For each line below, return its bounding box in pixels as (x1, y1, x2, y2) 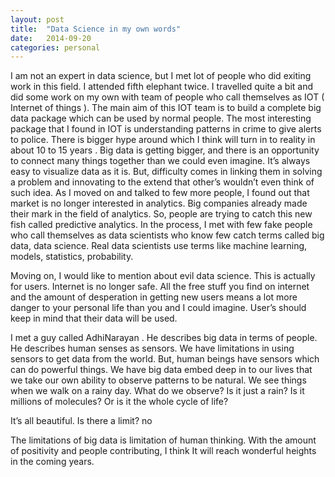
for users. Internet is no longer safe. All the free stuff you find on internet (10, 281, 310, 293)
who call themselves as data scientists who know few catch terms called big (10, 229, 325, 241)
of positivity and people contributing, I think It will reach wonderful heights (10, 445, 317, 457)
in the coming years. (10, 456, 95, 468)
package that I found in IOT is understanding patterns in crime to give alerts (10, 123, 322, 135)
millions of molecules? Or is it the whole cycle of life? (10, 396, 229, 408)
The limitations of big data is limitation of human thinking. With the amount (10, 434, 317, 446)
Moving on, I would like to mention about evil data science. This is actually (10, 270, 316, 282)
